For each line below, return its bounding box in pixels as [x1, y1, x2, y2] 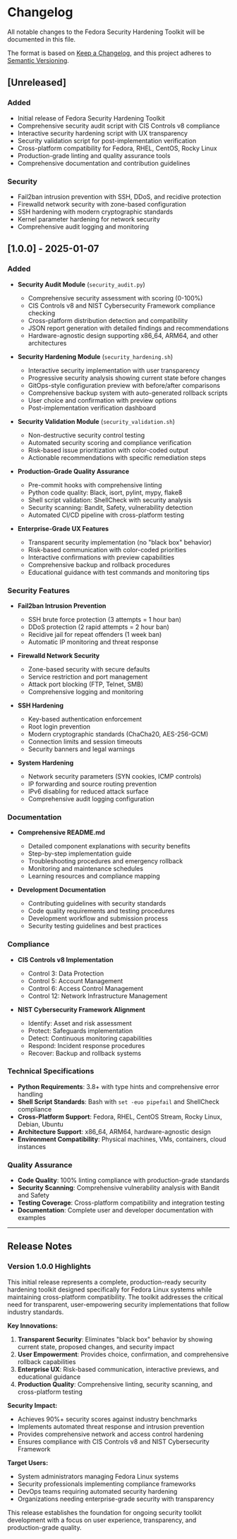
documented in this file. [7, 35, 76, 43]
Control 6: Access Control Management [28, 984, 143, 992]
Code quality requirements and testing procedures [28, 907, 175, 916]
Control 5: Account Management [28, 976, 123, 985]
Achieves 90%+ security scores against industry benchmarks [17, 1415, 197, 1423]
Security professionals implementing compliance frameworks [17, 1479, 196, 1488]
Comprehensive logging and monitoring [28, 687, 144, 695]
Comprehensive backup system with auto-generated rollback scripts [28, 389, 228, 397]
